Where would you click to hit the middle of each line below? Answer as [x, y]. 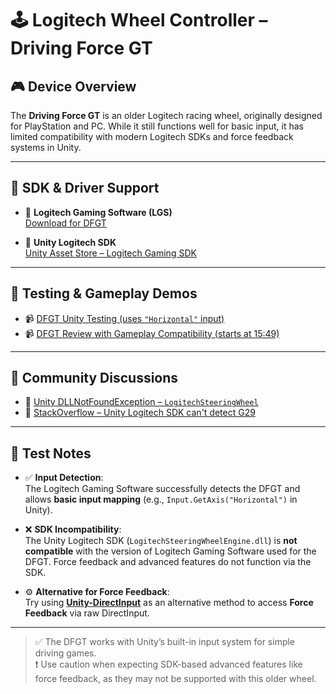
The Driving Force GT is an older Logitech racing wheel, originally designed [166, 115]
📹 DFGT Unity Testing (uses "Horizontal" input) [124, 318]
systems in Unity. [46, 147]
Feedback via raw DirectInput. [87, 613]
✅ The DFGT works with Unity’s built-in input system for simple [165, 642]
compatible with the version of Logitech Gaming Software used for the [170, 551]
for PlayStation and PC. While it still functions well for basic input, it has [157, 126]
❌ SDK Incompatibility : [73, 529]
